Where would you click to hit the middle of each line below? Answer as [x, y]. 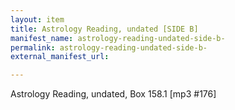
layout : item [37, 19]
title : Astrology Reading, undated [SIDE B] [104, 29]
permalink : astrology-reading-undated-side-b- [109, 47]
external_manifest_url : [60, 57]
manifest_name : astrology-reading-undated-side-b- [118, 38]
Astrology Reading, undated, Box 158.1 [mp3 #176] [113, 94]
